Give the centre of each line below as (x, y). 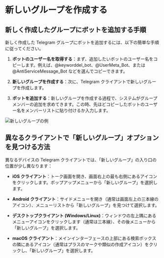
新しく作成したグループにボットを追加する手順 (76, 30)
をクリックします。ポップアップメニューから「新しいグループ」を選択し (85, 182)
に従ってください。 (24, 49)
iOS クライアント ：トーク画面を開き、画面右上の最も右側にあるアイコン (85, 176)
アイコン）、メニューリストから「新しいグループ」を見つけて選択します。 (86, 205)
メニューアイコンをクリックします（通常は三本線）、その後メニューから (84, 222)
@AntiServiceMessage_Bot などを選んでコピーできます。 (70, 71)
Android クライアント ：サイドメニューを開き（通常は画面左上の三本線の (85, 199)
